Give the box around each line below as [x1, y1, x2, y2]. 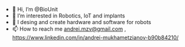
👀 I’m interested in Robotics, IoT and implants [12, 12, 125, 19]
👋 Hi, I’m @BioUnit [12, 6, 58, 13]
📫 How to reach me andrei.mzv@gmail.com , [12, 25, 127, 33]
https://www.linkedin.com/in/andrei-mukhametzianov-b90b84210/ [12, 34, 179, 41]
